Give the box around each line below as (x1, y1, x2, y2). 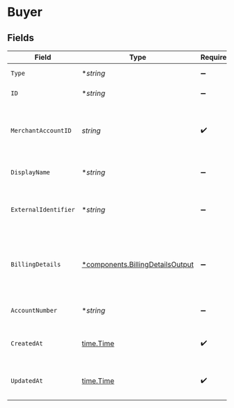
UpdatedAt (10, 377, 43, 384)
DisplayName (10, 168, 51, 176)
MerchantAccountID (10, 127, 72, 134)
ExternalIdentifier (10, 206, 75, 213)
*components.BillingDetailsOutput (81, 260, 194, 269)
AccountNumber (10, 307, 58, 314)
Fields (7, 32, 35, 44)
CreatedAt (10, 340, 43, 348)
